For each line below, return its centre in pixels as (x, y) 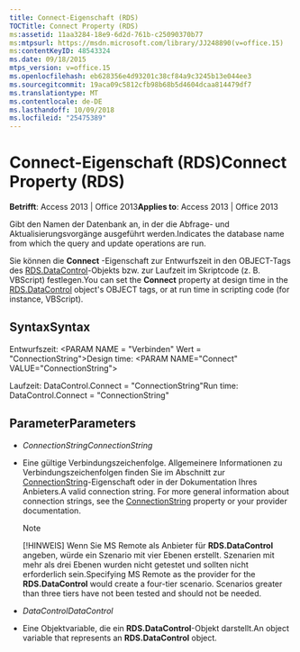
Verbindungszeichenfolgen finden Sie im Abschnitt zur (123, 472)
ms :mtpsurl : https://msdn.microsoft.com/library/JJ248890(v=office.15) (146, 43)
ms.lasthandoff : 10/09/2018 (62, 110)
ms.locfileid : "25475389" (58, 118)
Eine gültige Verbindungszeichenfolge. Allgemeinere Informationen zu (152, 462)
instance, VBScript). (46, 299)
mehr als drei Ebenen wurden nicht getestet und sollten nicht (136, 565)
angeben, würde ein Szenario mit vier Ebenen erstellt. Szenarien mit (148, 555)
